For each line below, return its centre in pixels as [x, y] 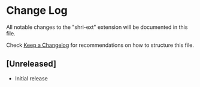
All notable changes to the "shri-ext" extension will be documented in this [97, 27]
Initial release [31, 78]
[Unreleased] [31, 64]
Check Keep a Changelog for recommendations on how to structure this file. [100, 45]
